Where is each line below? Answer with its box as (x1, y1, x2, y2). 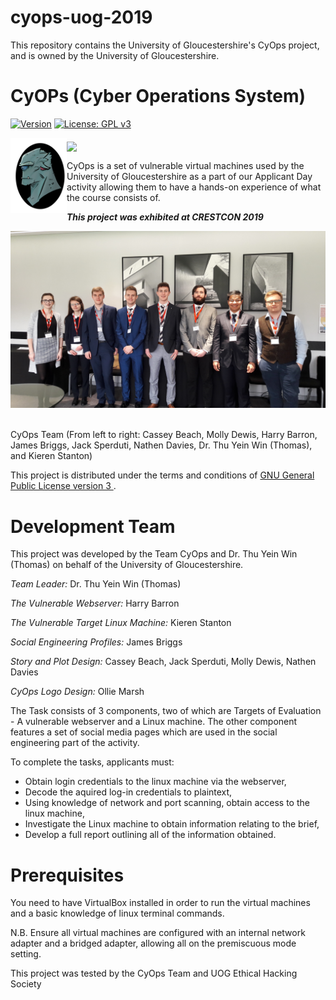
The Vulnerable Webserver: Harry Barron (10, 597, 180, 610)
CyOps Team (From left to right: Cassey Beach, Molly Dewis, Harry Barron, (10, 429, 318, 441)
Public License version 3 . (10, 480, 117, 492)
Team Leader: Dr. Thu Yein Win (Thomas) (10, 578, 182, 590)
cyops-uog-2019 (10, 6, 153, 29)
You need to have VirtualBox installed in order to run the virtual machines (10, 897, 311, 909)
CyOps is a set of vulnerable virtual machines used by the (66, 159, 305, 171)
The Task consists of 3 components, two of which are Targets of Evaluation (10, 705, 322, 717)
